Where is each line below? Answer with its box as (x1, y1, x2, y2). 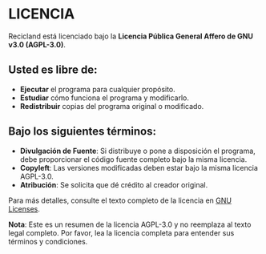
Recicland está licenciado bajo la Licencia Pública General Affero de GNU (8, 31, 254, 41)
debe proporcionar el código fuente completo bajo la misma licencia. (19, 154, 248, 164)
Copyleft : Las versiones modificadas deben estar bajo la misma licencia (19, 163, 259, 172)
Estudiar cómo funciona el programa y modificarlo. (19, 93, 190, 103)
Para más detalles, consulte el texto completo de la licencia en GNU (8, 196, 232, 205)
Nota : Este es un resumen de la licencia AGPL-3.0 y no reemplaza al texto (8, 220, 252, 229)
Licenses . (8, 204, 40, 213)
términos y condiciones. (8, 236, 88, 246)
